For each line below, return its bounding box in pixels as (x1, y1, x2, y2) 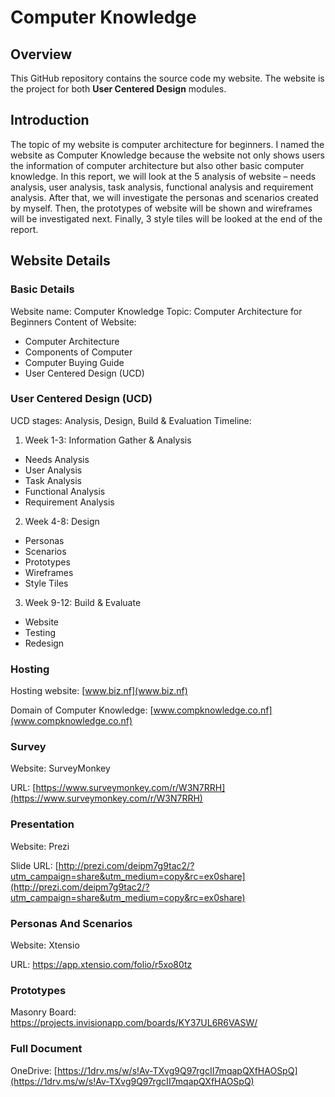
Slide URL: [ (10, 859, 59, 871)
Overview (10, 46, 73, 63)
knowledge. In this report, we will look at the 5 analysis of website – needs (10, 170, 317, 182)
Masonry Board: (10, 1006, 77, 1018)
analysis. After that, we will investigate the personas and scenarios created (10, 191, 319, 203)
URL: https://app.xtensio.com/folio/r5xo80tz (10, 958, 193, 970)
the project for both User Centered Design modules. (10, 83, 227, 95)
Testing (24, 626, 57, 638)
